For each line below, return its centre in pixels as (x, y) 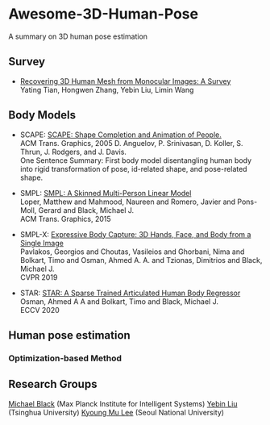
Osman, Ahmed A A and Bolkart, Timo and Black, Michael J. (119, 301)
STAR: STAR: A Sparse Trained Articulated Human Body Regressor (130, 293)
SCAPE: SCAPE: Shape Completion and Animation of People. (120, 135)
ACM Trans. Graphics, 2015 (65, 219)
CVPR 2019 (39, 277)
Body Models (42, 115)
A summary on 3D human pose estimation (78, 36)
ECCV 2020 (40, 310)
